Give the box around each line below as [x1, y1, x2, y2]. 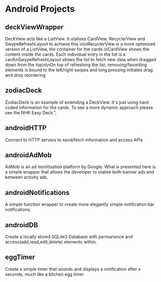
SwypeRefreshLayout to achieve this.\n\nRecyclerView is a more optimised [5, 41, 156, 47]
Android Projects [5, 3, 75, 15]
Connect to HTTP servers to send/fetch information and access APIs [5, 137, 143, 143]
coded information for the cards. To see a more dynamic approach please [5, 104, 154, 110]
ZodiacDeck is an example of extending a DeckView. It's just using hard [5, 99, 149, 105]
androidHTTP [5, 124, 47, 132]
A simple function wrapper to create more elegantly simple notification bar [5, 201, 155, 207]
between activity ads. [5, 174, 48, 180]
